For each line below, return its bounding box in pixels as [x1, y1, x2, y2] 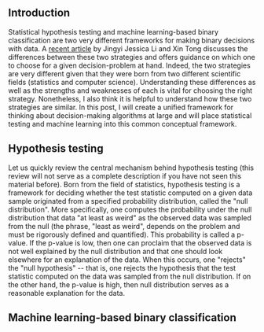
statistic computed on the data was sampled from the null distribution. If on [8, 271, 251, 281]
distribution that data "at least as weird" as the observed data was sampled [8, 212, 251, 223]
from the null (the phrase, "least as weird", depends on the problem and [8, 221, 240, 231]
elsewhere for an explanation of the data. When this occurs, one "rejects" [8, 255, 246, 264]
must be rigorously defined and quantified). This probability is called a [8, 230, 236, 239]
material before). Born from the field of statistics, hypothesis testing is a [8, 179, 240, 189]
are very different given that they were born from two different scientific [8, 68, 241, 78]
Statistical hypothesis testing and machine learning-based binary [8, 27, 218, 36]
